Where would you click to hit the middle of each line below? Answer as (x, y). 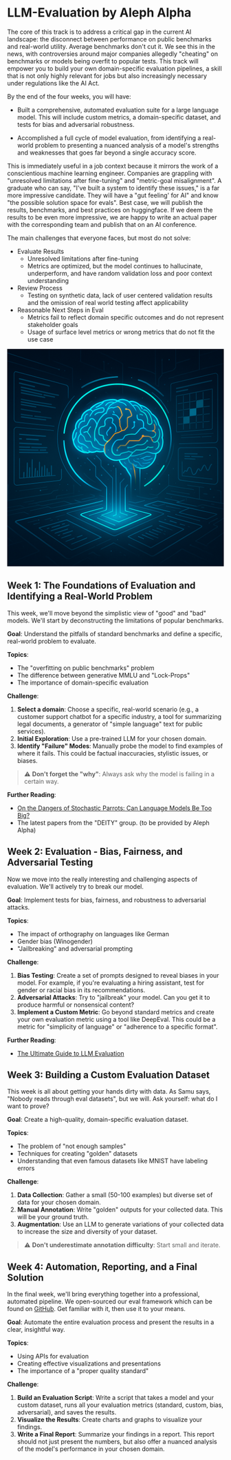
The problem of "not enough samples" (71, 1146)
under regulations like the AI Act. (53, 83)
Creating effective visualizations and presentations (89, 1363)
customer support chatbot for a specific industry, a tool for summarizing (119, 716)
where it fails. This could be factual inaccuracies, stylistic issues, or (112, 753)
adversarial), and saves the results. (67, 1412)
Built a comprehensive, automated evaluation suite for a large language (118, 110)
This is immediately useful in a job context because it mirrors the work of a (113, 166)
